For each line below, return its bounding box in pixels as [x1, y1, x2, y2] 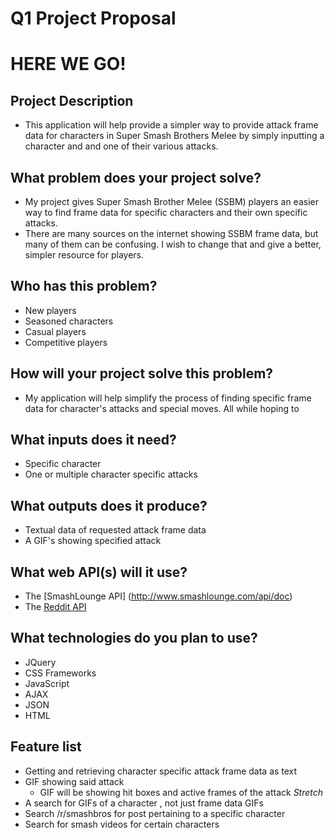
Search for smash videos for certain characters [24, 818, 220, 830]
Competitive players [24, 336, 108, 348]
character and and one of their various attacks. [24, 140, 219, 152]
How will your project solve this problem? [10, 365, 274, 382]
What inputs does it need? [10, 432, 177, 449]
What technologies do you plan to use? [10, 630, 258, 647]
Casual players [24, 325, 87, 337]
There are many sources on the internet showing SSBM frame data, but [24, 228, 319, 239]
